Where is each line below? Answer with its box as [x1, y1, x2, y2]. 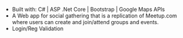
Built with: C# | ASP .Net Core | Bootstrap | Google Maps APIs [11, 6, 166, 13]
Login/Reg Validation [11, 25, 64, 32]
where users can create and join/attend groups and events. [11, 19, 159, 25]
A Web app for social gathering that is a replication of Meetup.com [11, 12, 178, 19]
